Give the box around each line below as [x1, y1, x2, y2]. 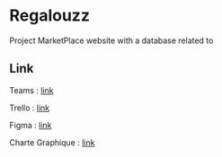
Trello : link [9, 102, 50, 113]
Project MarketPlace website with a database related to [9, 35, 214, 46]
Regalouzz [9, 5, 90, 26]
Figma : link [9, 119, 52, 130]
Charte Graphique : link [9, 136, 95, 148]
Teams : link [9, 84, 54, 95]
